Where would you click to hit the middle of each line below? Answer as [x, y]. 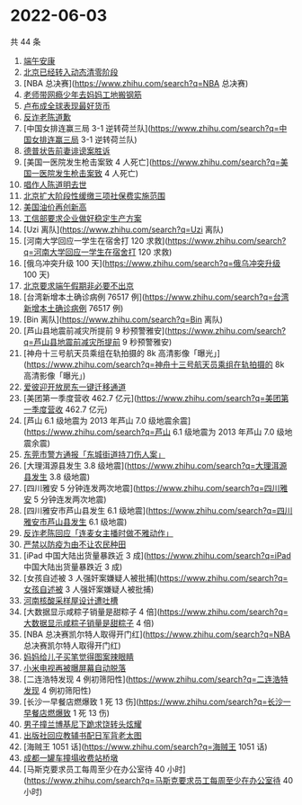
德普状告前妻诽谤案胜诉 [67, 150]
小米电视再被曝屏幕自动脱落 [75, 667]
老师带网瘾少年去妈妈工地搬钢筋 [82, 94]
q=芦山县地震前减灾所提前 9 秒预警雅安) [98, 342]
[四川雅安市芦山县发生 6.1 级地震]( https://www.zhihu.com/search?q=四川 [158, 510]
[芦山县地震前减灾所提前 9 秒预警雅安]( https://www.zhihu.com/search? [155, 330]
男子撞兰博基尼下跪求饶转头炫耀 [82, 724]
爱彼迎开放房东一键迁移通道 [75, 387]
